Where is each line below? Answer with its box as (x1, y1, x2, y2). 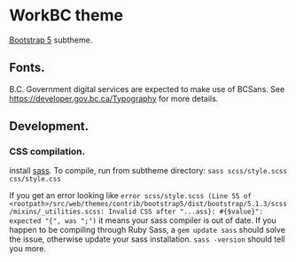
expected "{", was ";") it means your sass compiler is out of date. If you (9, 215, 277, 226)
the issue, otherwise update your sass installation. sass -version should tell (9, 234, 285, 244)
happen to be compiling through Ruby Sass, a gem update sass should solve (9, 225, 286, 235)
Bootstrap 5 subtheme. (9, 35, 93, 45)
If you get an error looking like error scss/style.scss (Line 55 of (9, 190, 253, 201)
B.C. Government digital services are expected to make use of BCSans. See (9, 83, 285, 94)
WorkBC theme (9, 5, 124, 26)
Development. (9, 119, 90, 134)
